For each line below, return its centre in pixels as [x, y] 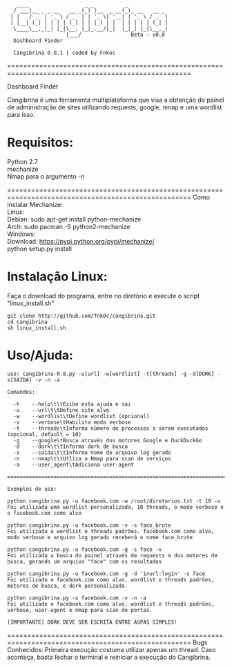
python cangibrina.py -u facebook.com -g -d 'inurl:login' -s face [106, 574]
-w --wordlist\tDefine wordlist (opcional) [81, 416]
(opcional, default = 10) [44, 434]
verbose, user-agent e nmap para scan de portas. [80, 610]
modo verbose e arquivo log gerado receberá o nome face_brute [100, 537]
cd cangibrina [28, 322]
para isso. [21, 115]
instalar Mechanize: [35, 204]
